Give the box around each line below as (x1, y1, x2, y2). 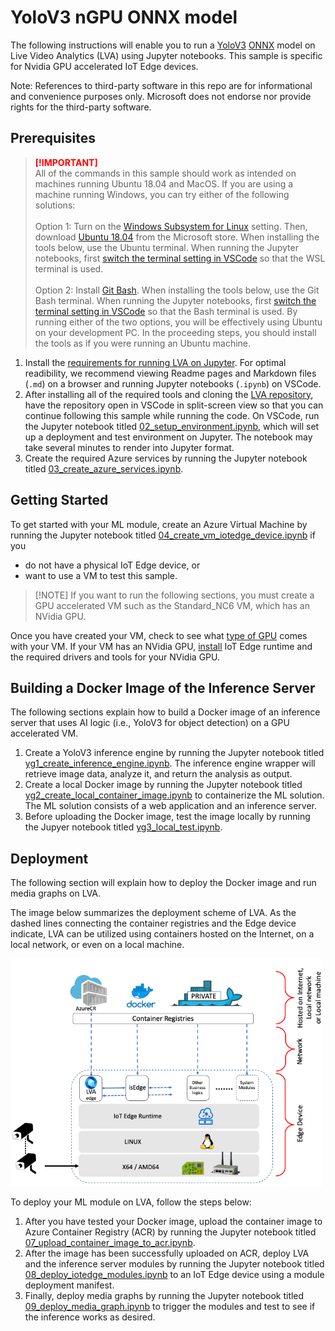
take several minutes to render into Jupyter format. (24, 441, 235, 453)
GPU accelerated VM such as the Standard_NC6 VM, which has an (34, 599, 310, 611)
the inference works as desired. (24, 1311, 156, 1323)
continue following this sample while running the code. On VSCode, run (24, 409, 320, 421)
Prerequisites (10, 130, 96, 147)
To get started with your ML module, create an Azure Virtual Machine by (10, 518, 308, 530)
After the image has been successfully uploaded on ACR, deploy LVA (24, 1247, 310, 1259)
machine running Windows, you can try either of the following (34, 188, 290, 200)
